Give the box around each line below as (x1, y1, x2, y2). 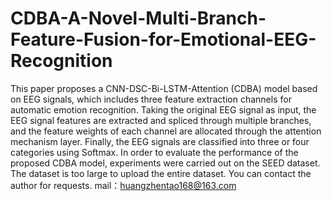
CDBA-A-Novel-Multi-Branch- (10, 7, 267, 30)
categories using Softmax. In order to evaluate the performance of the (10, 146, 299, 158)
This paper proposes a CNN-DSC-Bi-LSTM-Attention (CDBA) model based (10, 82, 318, 94)
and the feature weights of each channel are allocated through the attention (10, 125, 322, 137)
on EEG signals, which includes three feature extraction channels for (10, 93, 292, 105)
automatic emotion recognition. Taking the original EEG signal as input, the (10, 103, 317, 116)
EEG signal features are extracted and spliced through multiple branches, (10, 114, 312, 126)
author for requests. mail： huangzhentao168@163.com (10, 179, 237, 191)
